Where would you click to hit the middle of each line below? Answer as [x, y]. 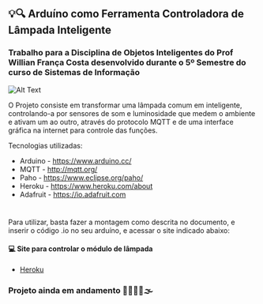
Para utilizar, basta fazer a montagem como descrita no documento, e [122, 222]
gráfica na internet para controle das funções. [83, 130]
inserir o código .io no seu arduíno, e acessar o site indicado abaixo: [119, 230]
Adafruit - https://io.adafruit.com [73, 194]
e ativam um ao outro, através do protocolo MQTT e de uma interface [121, 122]
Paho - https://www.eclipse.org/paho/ [81, 178]
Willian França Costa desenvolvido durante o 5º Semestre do [127, 62]
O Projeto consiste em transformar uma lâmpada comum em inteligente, [125, 105]
